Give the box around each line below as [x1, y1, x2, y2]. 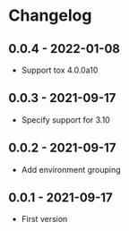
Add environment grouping [21, 164, 122, 175]
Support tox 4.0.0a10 [21, 64, 99, 75]
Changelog [8, 5, 92, 26]
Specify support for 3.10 [21, 114, 111, 125]
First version [21, 214, 68, 225]
